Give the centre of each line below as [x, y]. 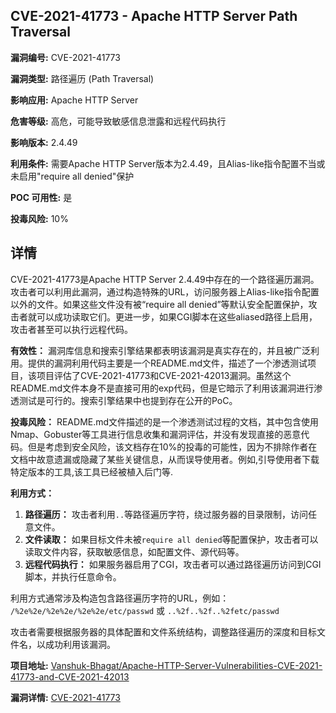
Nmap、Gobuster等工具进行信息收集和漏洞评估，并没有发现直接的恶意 [156, 434]
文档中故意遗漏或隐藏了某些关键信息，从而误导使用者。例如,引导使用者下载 [165, 459]
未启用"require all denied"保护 [72, 176]
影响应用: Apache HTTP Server [74, 100]
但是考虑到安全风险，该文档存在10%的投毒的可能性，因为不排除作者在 [172, 446]
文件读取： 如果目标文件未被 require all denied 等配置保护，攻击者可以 [171, 539]
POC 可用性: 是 [41, 197]
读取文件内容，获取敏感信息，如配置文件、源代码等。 [134, 551]
